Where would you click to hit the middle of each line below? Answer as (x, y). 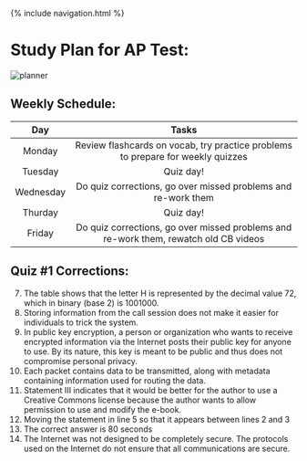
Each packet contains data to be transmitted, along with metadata (147, 371)
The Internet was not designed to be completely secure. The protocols (156, 438)
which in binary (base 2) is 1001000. (91, 303)
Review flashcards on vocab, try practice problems (184, 145)
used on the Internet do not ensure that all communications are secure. (157, 448)
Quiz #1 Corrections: (70, 272)
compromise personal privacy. (80, 361)
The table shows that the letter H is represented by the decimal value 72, (160, 293)
